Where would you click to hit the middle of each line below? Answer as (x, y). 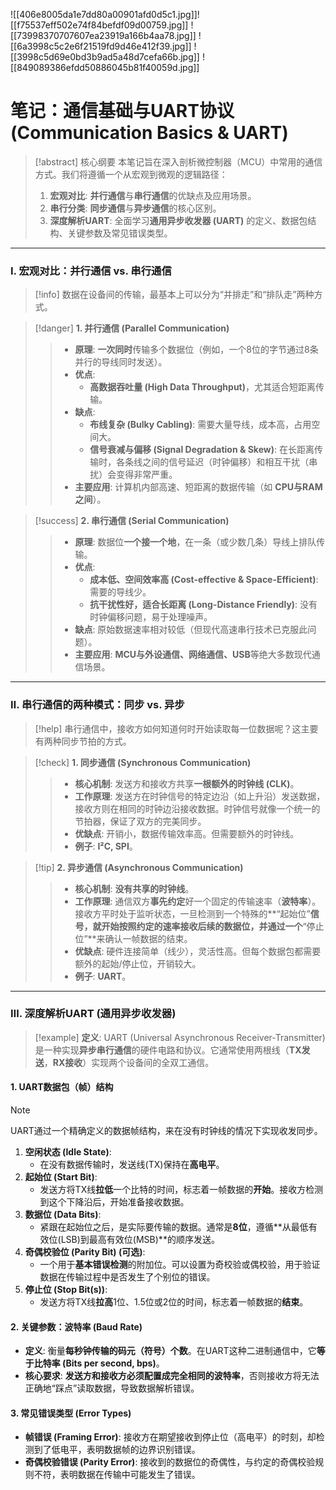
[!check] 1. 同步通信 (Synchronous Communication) (143, 762)
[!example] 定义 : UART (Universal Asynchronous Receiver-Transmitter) (180, 1037)
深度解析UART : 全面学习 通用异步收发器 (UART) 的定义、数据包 (178, 220)
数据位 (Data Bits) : (63, 1215)
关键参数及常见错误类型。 (120, 233)
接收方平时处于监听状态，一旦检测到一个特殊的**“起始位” (192, 913)
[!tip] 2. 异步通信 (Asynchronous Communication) (139, 867)
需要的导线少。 (120, 592)
